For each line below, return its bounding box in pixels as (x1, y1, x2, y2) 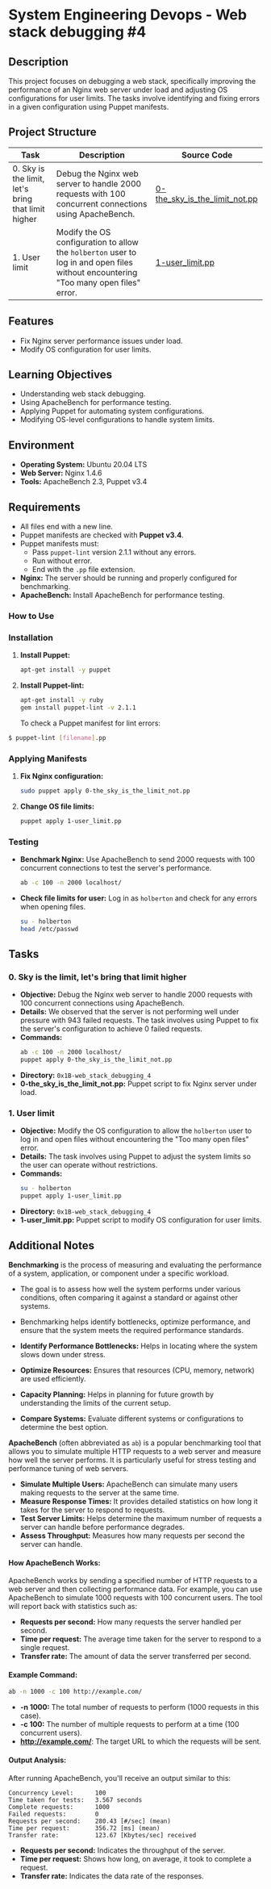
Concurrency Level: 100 (8, 1789, 106, 1797)
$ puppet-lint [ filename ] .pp (8, 733, 106, 742)
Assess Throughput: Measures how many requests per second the (19, 1531, 245, 1540)
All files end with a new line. (19, 522, 113, 532)
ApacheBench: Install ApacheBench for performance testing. (19, 591, 225, 600)
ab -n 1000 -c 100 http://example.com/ (8, 1688, 143, 1696)
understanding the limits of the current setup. (19, 1398, 171, 1408)
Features (8, 315, 54, 328)
